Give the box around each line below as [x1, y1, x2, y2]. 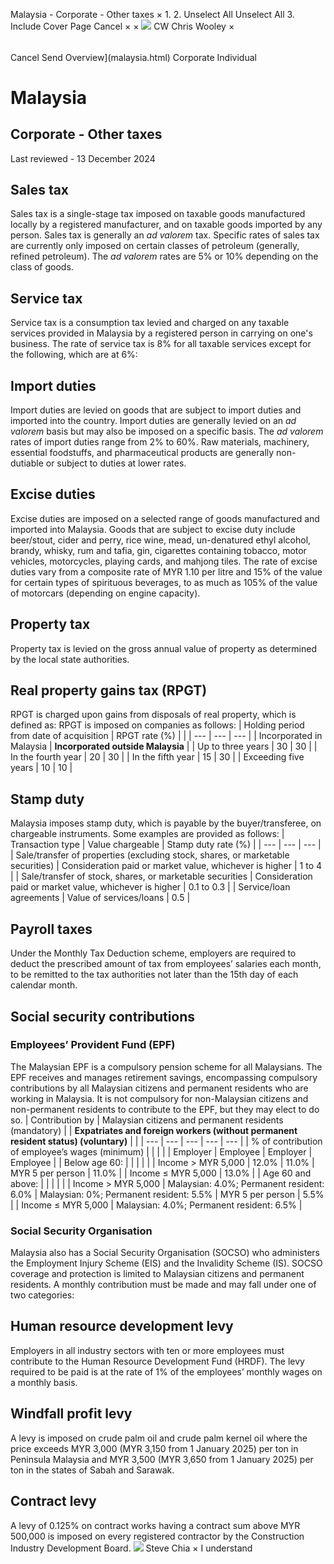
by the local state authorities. [10, 653, 130, 665]
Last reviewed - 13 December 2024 [10, 152, 156, 164]
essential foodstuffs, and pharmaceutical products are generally [10, 447, 275, 459]
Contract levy [10, 1493, 97, 1510]
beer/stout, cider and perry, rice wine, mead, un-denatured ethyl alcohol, [10, 534, 312, 546]
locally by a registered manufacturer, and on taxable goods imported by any [10, 219, 323, 231]
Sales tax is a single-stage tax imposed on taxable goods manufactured [10, 208, 306, 220]
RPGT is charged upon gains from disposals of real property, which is [10, 709, 297, 721]
